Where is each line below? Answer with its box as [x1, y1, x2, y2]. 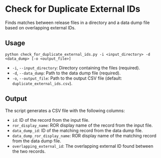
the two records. [12, 148, 46, 154]
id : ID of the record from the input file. [12, 117, 90, 123]
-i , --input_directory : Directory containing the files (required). [12, 65, 140, 70]
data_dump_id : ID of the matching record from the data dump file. [12, 127, 143, 133]
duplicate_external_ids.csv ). [12, 80, 73, 86]
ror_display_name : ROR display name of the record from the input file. [12, 122, 153, 128]
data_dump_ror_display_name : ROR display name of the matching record [12, 133, 157, 138]
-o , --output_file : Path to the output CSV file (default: [12, 75, 122, 81]
